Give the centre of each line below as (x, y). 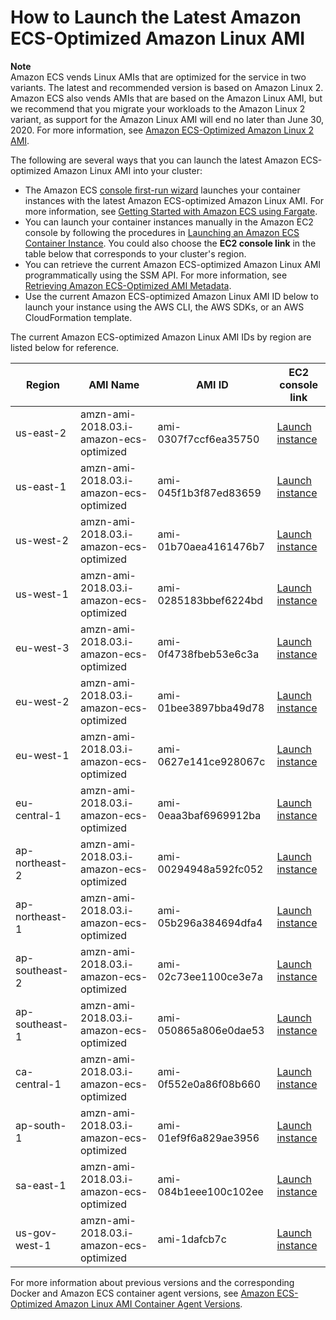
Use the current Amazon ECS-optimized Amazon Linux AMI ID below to (171, 296)
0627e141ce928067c (211, 761)
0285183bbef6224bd (210, 600)
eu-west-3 (42, 648)
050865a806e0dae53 (211, 1030)
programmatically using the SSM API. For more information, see (156, 275)
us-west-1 (42, 594)
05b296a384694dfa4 (210, 923)
